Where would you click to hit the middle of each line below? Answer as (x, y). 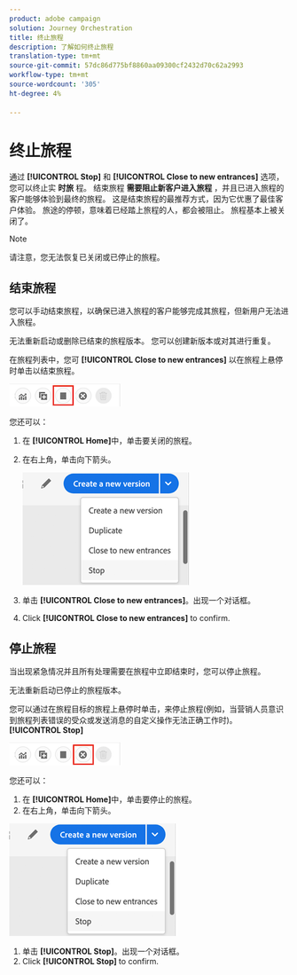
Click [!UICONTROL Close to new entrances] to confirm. (126, 618)
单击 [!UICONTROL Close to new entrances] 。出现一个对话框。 (138, 601)
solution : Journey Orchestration (71, 28)
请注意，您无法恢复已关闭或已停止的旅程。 (87, 257)
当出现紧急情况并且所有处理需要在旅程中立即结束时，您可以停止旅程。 (137, 672)
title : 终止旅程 (36, 37)
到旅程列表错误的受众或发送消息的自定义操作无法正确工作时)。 (123, 720)
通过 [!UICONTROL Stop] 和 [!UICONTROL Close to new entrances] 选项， (147, 177)
